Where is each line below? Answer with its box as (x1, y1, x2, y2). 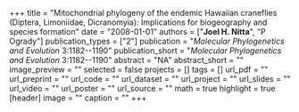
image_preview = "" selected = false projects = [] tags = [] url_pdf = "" (9, 64, 269, 75)
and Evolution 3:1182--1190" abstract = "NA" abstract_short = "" (9, 55, 244, 65)
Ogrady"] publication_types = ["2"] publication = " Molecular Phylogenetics (9, 36, 286, 46)
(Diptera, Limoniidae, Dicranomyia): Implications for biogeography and (9, 17, 268, 28)
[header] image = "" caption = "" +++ (9, 92, 147, 103)
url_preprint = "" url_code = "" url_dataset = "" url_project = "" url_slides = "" (9, 74, 291, 84)
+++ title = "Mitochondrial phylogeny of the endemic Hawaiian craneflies (9, 8, 278, 18)
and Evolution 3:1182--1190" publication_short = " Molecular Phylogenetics (9, 45, 282, 56)
